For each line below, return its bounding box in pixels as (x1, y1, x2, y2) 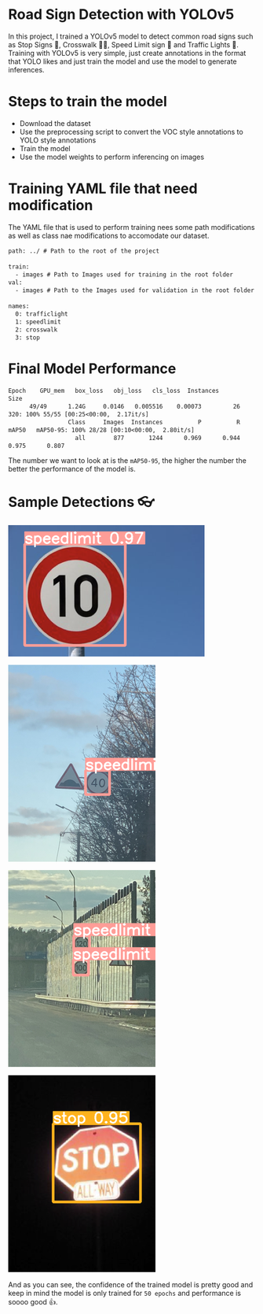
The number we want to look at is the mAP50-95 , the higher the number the (8, 455, 247, 465)
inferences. (8, 65, 45, 74)
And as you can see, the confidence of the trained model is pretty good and (8, 1279, 254, 1289)
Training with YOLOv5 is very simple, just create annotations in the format (8, 48, 247, 57)
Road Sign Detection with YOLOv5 (8, 6, 235, 24)
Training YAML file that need (8, 180, 198, 198)
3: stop (15, 333, 41, 342)
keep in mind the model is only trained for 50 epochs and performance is (8, 1288, 242, 1297)
